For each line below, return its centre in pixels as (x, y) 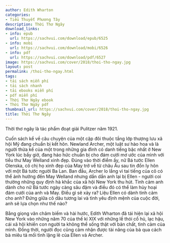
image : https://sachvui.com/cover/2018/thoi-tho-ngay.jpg (68, 62)
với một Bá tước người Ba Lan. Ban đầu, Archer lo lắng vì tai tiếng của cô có (84, 171)
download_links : (22, 29)
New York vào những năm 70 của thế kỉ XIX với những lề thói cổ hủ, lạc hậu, (85, 219)
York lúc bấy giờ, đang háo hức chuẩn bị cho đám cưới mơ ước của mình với (85, 155)
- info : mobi (19, 43)
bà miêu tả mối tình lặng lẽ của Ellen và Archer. (54, 235)
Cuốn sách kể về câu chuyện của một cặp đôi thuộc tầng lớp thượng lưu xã (84, 139)
